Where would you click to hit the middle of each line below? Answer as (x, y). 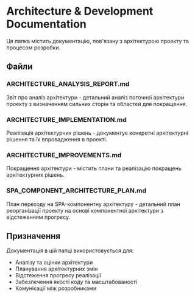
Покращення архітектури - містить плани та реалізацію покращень (94, 168)
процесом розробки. (34, 48)
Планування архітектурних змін (56, 269)
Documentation (47, 24)
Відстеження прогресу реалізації (58, 275)
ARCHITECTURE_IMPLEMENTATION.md (66, 119)
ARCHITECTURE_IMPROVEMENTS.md (64, 155)
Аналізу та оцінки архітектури (54, 263)
